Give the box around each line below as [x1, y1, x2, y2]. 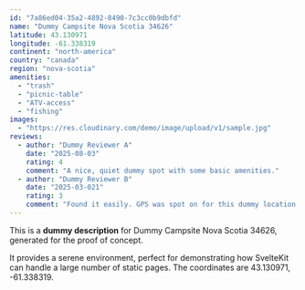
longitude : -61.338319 [9, 38, 96, 48]
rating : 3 [26, 192, 64, 201]
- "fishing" [17, 107, 64, 116]
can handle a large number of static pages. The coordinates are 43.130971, [9, 262, 290, 273]
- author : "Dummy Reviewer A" [17, 140, 132, 150]
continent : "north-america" [9, 47, 117, 57]
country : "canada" [9, 56, 79, 65]
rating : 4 [26, 157, 64, 167]
